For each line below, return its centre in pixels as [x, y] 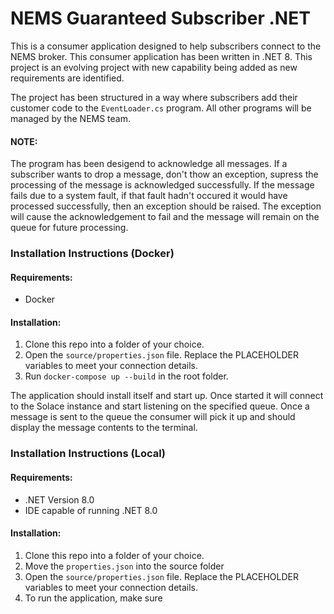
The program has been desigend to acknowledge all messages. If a [149, 164]
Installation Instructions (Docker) [92, 254]
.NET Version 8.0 [59, 499]
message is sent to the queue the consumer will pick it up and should [153, 417]
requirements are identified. [67, 78]
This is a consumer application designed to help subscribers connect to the [166, 46]
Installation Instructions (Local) [88, 454]
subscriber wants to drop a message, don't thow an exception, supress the [164, 174]
